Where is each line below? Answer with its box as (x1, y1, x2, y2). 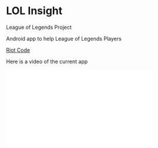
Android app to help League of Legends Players (6, 35, 122, 42)
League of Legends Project (6, 24, 72, 31)
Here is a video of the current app (6, 58, 88, 65)
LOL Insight (6, 4, 63, 18)
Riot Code (6, 46, 31, 54)
